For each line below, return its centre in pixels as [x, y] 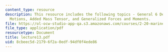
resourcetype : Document [30, 33]
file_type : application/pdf [34, 28]
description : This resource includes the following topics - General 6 [81, 14]
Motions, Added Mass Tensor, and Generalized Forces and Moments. [80, 19]
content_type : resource [30, 10]
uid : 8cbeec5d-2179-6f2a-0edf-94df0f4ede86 [51, 42]
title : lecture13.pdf [28, 38]
